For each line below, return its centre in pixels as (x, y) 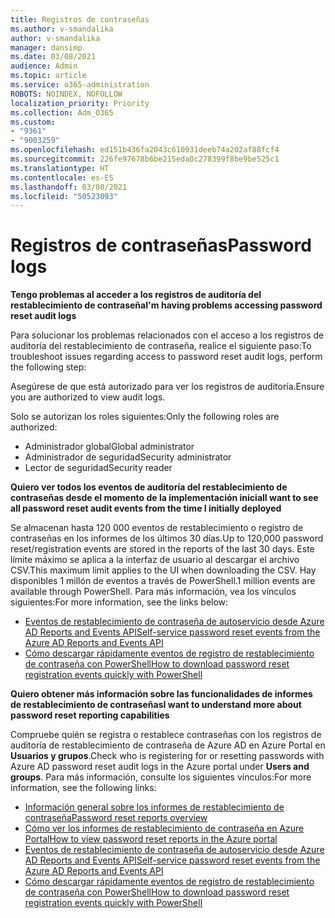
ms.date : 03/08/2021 (53, 57)
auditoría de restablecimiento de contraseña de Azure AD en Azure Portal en (168, 745)
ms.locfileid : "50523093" (64, 196)
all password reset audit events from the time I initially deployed (146, 508)
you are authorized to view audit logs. (88, 397)
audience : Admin (44, 66)
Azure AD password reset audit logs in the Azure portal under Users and (160, 767)
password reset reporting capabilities (90, 715)
